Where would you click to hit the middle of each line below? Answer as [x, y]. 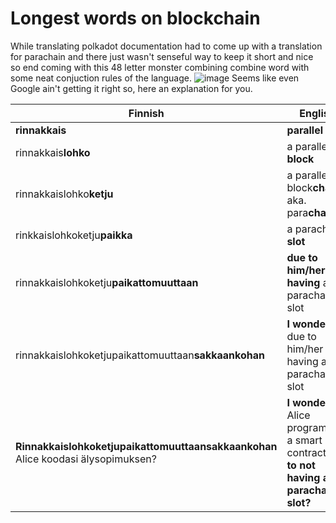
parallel [305, 130]
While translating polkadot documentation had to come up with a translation [166, 46]
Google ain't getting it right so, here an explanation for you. [131, 88]
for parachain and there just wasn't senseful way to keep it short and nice [162, 56]
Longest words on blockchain [135, 18]
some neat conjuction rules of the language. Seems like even [155, 78]
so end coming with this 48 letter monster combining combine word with [160, 67]
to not [301, 465]
